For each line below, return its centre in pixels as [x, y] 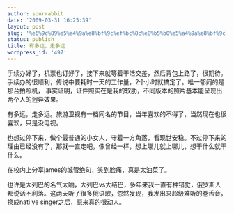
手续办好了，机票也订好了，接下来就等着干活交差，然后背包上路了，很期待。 [117, 73]
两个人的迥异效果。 [35, 99]
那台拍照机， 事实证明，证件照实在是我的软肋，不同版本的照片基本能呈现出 [115, 90]
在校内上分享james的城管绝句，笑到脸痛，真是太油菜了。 [89, 169]
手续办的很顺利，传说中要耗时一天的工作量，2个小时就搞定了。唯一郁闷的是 [116, 81]
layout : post [26, 26]
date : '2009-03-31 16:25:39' [49, 20]
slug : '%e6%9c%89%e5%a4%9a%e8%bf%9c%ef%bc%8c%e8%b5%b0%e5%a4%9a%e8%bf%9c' [118, 33]
